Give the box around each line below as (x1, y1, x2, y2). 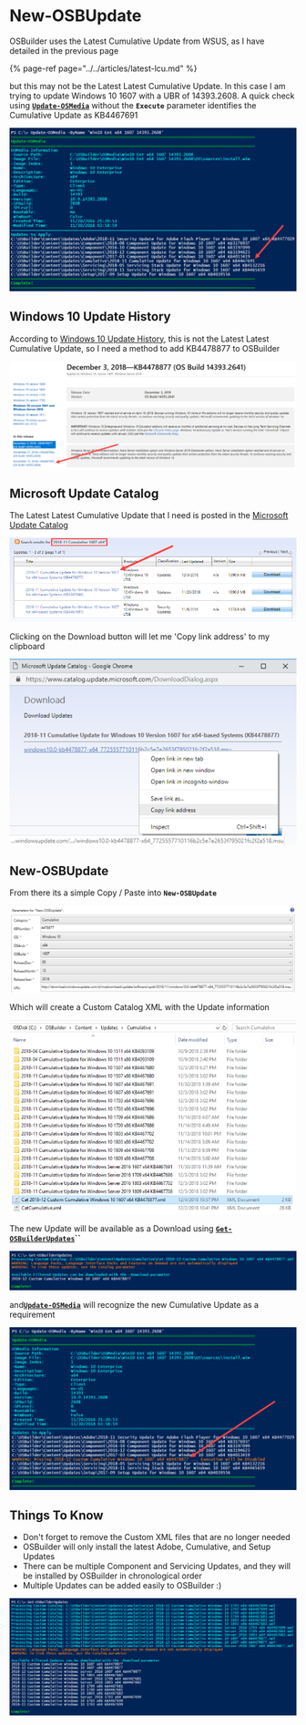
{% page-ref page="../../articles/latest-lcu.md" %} (9, 63, 198, 74)
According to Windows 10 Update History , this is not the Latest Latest (9, 333, 270, 344)
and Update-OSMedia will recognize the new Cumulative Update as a (9, 1300, 260, 1311)
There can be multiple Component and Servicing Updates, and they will (22, 1561, 291, 1572)
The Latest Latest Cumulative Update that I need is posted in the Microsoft (9, 510, 289, 521)
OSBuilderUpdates (9, 1235, 76, 1244)
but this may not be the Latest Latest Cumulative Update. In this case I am (9, 80, 286, 91)
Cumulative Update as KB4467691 (9, 109, 138, 120)
